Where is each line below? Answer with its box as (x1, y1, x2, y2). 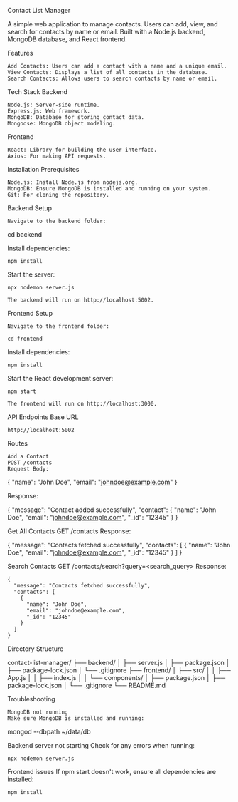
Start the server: (7, 270, 55, 279)
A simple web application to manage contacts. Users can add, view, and (7, 20, 218, 28)
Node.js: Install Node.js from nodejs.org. (7, 179, 139, 186)
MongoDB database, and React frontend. (7, 35, 128, 43)
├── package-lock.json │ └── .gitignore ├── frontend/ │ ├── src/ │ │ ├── (7, 666, 231, 674)
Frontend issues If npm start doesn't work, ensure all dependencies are (7, 768, 217, 776)
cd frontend (7, 335, 43, 342)
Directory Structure (7, 644, 64, 653)
